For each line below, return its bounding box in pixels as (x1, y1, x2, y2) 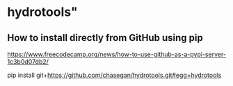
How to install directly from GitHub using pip (7, 32, 203, 44)
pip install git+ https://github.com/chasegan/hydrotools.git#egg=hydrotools (7, 71, 222, 79)
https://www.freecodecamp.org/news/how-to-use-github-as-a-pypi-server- (7, 50, 227, 58)
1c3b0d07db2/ (7, 58, 49, 66)
